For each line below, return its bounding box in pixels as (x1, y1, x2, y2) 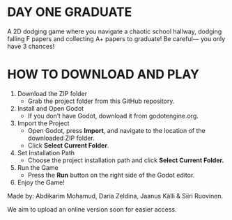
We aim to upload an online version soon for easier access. (7, 205, 177, 213)
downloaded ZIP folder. (27, 134, 95, 142)
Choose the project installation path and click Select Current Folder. (27, 156, 224, 164)
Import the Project (17, 119, 70, 127)
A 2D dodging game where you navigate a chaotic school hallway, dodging (7, 27, 222, 36)
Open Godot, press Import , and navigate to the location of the (27, 126, 206, 134)
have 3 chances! (7, 42, 55, 50)
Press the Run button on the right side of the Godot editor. (27, 171, 195, 179)
